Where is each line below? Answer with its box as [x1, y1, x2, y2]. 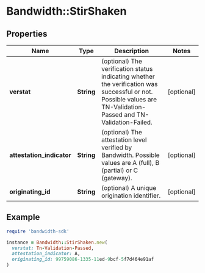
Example [6, 212, 40, 222]
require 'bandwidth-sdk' [6, 228, 70, 235]
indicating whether [101, 72, 156, 81]
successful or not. [101, 87, 153, 96]
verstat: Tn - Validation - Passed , [12, 245, 95, 251]
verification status [101, 65, 153, 73]
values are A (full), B [101, 159, 160, 167]
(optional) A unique [101, 184, 157, 192]
